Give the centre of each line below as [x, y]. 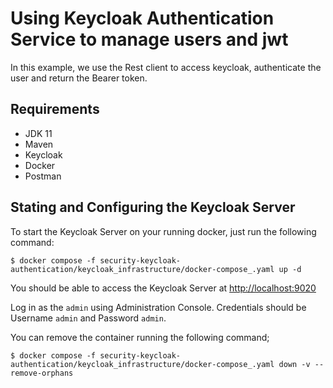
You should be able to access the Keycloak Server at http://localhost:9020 [163, 288]
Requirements [55, 109]
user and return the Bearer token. [79, 78]
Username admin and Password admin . [88, 318]
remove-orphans [42, 373]
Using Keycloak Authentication [142, 18]
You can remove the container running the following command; [140, 337]
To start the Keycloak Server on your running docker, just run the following [163, 231]
